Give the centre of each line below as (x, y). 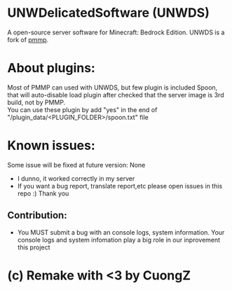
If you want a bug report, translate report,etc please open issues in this (120, 186)
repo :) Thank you (43, 193)
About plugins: (52, 68)
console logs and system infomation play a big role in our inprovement (119, 240)
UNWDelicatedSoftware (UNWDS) (109, 13)
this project (34, 247)
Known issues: (52, 146)
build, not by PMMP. (36, 102)
